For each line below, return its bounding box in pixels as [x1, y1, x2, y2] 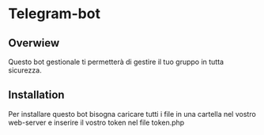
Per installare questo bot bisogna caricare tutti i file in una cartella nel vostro [8, 109, 257, 118]
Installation [8, 88, 65, 102]
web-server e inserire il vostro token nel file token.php [8, 118, 185, 127]
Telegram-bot [8, 5, 101, 23]
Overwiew [8, 36, 60, 50]
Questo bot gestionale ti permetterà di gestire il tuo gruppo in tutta [8, 57, 224, 66]
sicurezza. [8, 66, 42, 75]
